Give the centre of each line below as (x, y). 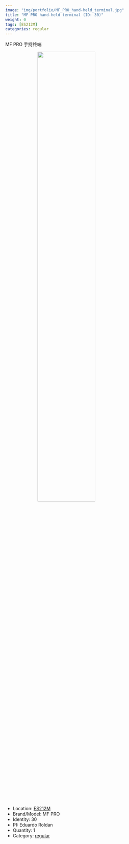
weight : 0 (16, 19)
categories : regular (27, 29)
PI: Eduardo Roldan (33, 825)
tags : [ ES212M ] (21, 24)
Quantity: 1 (24, 830)
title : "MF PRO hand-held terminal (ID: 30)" (54, 15)
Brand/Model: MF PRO (36, 814)
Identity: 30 (25, 819)
